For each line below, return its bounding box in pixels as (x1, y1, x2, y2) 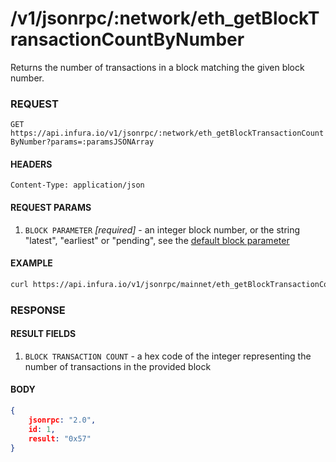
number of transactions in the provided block (24, 360, 212, 372)
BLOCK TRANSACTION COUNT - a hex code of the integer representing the (24, 350, 312, 362)
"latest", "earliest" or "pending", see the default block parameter (24, 234, 290, 246)
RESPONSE (10, 303, 66, 317)
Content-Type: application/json (10, 180, 145, 191)
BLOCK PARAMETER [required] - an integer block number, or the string (24, 223, 301, 236)
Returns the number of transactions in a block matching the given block (10, 61, 305, 73)
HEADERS (10, 158, 53, 170)
